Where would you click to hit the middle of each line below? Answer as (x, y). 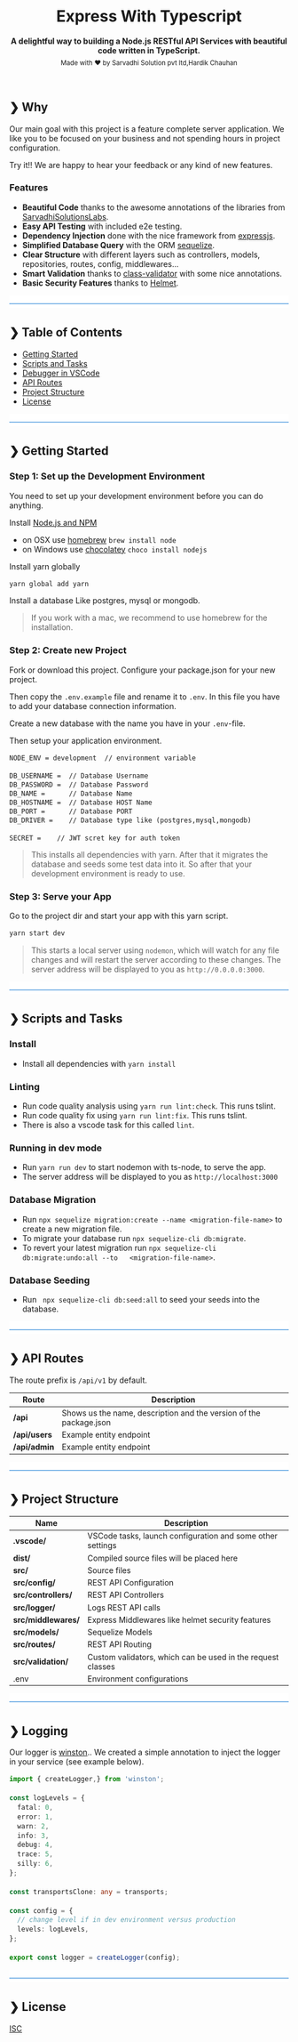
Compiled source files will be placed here (162, 1558)
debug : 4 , (35, 1845)
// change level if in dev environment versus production (127, 1920)
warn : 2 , (33, 1826)
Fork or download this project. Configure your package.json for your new (142, 670)
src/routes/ (34, 1644)
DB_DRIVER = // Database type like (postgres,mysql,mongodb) (130, 820)
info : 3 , (33, 1836)
